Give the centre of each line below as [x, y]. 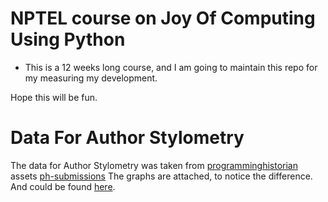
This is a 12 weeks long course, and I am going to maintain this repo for [171, 67]
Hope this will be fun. [54, 97]
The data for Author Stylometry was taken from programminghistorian [154, 165]
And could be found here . [63, 186]
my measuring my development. [91, 78]
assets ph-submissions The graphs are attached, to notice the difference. [161, 176]
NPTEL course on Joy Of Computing [163, 18]
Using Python [68, 39]
